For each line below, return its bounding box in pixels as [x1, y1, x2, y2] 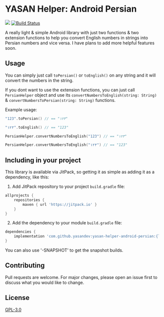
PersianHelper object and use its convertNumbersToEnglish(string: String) [5, 92, 157, 98]
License [5, 294, 30, 302]
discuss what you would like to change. [5, 279, 84, 285]
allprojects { [5, 193, 34, 198]
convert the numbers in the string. [5, 77, 74, 83]
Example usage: [5, 106, 38, 113]
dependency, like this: [5, 174, 49, 180]
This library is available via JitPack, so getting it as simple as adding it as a [5, 169, 155, 175]
